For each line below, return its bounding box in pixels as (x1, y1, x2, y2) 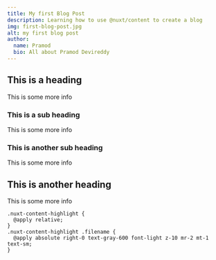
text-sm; (7, 241, 33, 248)
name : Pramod (13, 42, 51, 49)
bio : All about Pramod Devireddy (13, 49, 110, 56)
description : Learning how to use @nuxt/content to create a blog (7, 17, 203, 24)
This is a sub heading (7, 110, 80, 120)
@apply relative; (13, 216, 64, 223)
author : (7, 36, 30, 43)
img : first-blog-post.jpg (7, 23, 82, 30)
